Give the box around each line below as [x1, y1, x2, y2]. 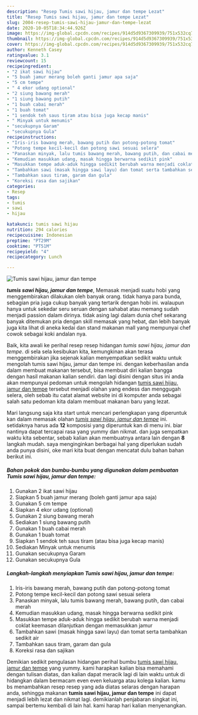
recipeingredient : [6, 63, 52, 69]
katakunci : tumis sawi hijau [6, 221, 78, 227]
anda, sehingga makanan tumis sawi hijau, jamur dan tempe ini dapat [6, 690, 177, 697]
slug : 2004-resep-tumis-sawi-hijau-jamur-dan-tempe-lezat [6, 19, 152, 25]
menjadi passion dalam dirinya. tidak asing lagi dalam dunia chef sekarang [6, 312, 187, 319]
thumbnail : [6, 36, 33, 42]
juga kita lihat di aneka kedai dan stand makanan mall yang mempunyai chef [6, 324, 191, 331]
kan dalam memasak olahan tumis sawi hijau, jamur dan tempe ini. [6, 415, 168, 423]
